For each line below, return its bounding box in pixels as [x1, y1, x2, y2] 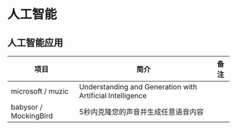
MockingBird [11, 111, 54, 120]
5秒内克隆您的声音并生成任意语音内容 [78, 107, 205, 117]
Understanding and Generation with [78, 82, 197, 91]
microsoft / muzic [11, 86, 69, 96]
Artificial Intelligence [78, 91, 147, 100]
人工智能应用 [7, 37, 63, 48]
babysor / [11, 103, 43, 112]
